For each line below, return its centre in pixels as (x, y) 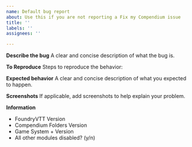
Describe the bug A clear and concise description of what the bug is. (90, 55)
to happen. (19, 85)
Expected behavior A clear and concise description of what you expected (96, 79)
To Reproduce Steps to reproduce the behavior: (64, 67)
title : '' (18, 22)
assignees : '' (24, 34)
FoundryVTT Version (40, 119)
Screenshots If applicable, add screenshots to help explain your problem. (96, 96)
